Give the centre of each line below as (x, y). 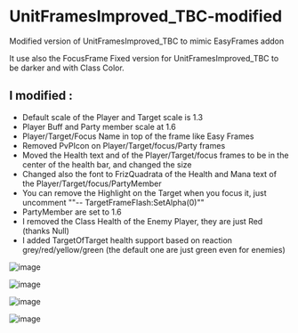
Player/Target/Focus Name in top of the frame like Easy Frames (138, 136)
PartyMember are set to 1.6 (72, 212)
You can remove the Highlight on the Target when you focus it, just (144, 192)
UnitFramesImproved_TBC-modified (146, 16)
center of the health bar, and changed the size (107, 164)
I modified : (41, 96)
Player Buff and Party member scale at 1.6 (99, 126)
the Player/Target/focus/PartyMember (92, 183)
